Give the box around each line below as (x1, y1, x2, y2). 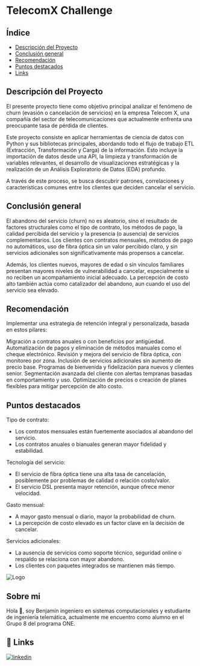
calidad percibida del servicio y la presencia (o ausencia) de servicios (6, 230, 180, 237)
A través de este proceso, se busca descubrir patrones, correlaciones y (6, 177, 184, 184)
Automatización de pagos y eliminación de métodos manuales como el (6, 344, 182, 351)
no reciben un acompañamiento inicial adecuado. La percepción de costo (6, 274, 189, 281)
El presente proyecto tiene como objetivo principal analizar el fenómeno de (6, 102, 193, 110)
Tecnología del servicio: (6, 459, 66, 466)
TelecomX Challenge (6, 4, 113, 17)
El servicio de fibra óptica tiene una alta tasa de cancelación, (14, 471, 167, 478)
